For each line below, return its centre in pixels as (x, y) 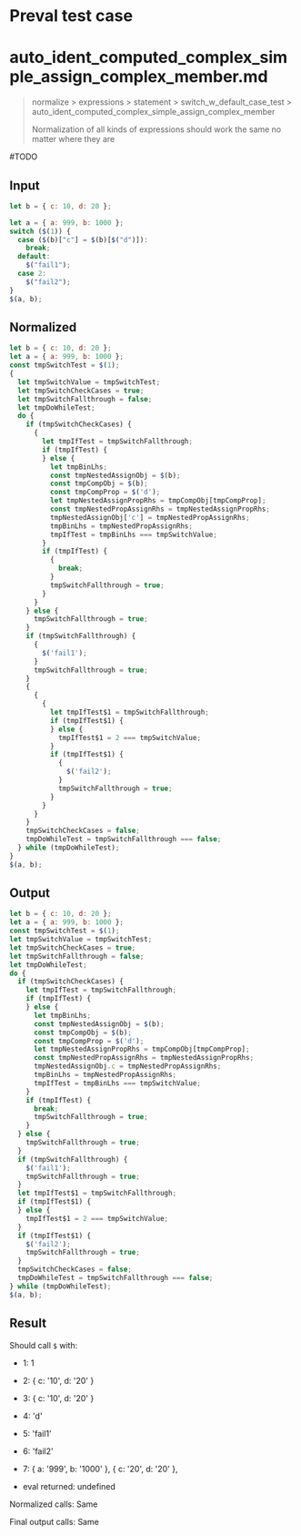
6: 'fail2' (38, 1451)
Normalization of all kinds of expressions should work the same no (156, 129)
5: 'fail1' (37, 1433)
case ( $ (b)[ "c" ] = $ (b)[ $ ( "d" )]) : (83, 239)
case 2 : (32, 274)
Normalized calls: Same (54, 1504)
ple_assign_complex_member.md (139, 77)
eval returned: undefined (69, 1486)
